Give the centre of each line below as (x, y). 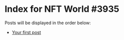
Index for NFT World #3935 (62, 9)
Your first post (26, 32)
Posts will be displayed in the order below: (48, 23)
